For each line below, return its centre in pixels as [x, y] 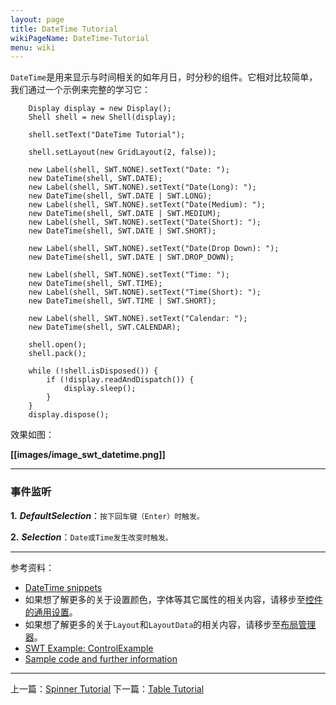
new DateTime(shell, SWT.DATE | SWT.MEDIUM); [125, 214]
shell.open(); [57, 345]
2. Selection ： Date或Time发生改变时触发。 [91, 537]
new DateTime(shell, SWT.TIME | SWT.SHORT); [122, 301]
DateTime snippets [63, 587]
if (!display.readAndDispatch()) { [120, 380]
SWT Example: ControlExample [89, 648]
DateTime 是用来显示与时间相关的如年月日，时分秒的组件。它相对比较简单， [164, 77]
